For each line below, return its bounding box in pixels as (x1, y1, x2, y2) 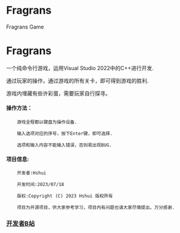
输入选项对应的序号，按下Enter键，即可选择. (17, 131, 113, 137)
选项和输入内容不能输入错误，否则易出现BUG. (17, 142, 112, 149)
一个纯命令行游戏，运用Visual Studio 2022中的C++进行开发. (6, 64, 154, 71)
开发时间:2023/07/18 (17, 182, 64, 188)
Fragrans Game (6, 23, 45, 30)
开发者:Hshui (17, 170, 46, 176)
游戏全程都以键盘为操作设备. (17, 119, 77, 125)
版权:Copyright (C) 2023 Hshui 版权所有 (17, 193, 113, 199)
